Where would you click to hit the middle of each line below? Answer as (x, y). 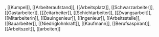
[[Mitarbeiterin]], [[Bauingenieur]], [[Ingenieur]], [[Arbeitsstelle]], (73, 18)
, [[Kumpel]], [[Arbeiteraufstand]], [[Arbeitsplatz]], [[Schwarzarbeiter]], (79, 7)
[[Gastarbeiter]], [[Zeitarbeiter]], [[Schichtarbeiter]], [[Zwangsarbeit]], (78, 13)
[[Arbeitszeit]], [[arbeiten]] (33, 29)
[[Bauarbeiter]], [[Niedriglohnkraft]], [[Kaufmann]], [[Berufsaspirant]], (78, 23)
